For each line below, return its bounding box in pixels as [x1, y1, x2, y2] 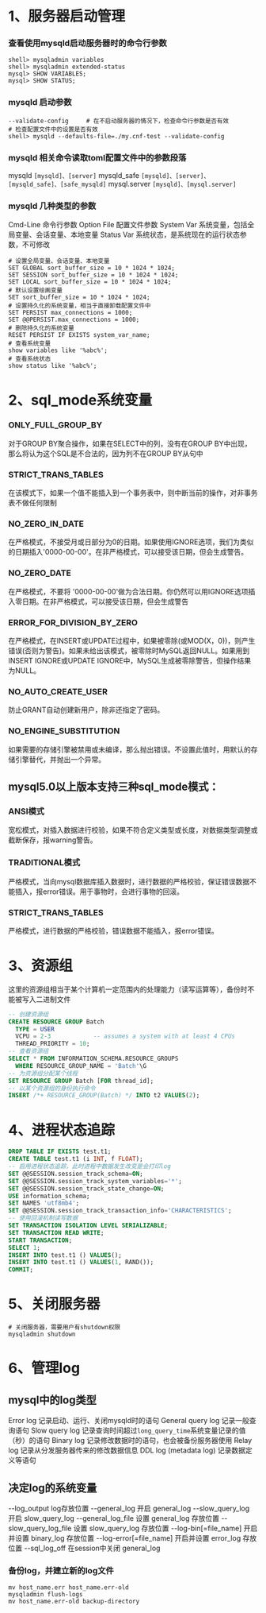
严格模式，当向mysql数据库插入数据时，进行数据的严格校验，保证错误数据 [8, 876, 250, 886]
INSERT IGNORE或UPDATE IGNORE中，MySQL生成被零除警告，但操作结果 [8, 656, 252, 666]
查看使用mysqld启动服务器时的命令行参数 [8, 37, 168, 48]
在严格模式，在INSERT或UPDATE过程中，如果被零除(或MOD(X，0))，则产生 [8, 636, 256, 646]
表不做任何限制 [8, 498, 57, 508]
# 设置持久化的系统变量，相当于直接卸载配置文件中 [8, 302, 151, 310]
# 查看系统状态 [8, 355, 51, 363]
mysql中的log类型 [8, 1393, 97, 1406]
